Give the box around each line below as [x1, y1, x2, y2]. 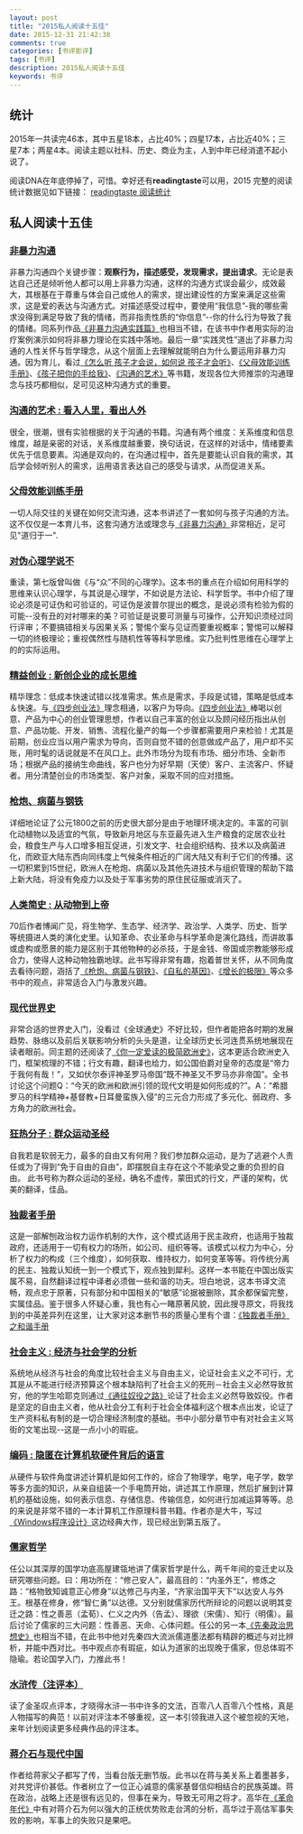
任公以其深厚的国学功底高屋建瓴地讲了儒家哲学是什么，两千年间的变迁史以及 [9, 1562, 294, 1574]
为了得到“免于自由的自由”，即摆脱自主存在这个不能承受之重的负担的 [24, 1161, 278, 1172]
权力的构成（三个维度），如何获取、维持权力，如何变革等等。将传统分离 [24, 1253, 290, 1264]
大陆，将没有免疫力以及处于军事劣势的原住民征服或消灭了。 [24, 873, 246, 884]
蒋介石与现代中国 [9, 1747, 84, 1760]
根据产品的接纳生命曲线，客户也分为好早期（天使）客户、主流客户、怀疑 [24, 759, 294, 770]
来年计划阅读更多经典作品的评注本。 [9, 1723, 144, 1734]
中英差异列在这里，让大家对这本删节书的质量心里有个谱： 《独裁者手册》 [24, 1309, 290, 1320]
